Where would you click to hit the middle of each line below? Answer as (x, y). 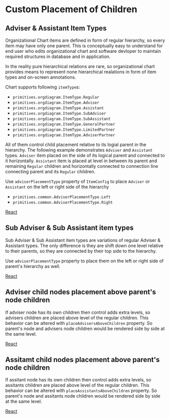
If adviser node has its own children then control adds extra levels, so (78, 312)
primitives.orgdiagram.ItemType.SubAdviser (59, 113)
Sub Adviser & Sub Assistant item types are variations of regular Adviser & (83, 240)
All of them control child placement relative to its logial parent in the (76, 144)
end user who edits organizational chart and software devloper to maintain (83, 51)
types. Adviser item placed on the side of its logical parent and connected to (85, 155)
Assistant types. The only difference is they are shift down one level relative (84, 246)
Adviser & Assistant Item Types (56, 28)
